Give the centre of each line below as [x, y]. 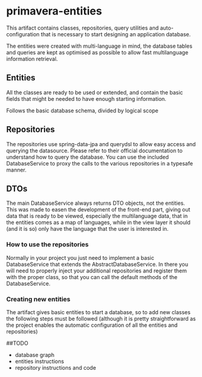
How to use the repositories [48, 245]
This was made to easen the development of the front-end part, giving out [98, 210]
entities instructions [39, 361]
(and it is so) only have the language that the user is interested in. [87, 229]
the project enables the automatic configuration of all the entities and [92, 325]
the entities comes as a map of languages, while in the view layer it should [99, 222]
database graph [35, 355]
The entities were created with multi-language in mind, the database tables [99, 46]
